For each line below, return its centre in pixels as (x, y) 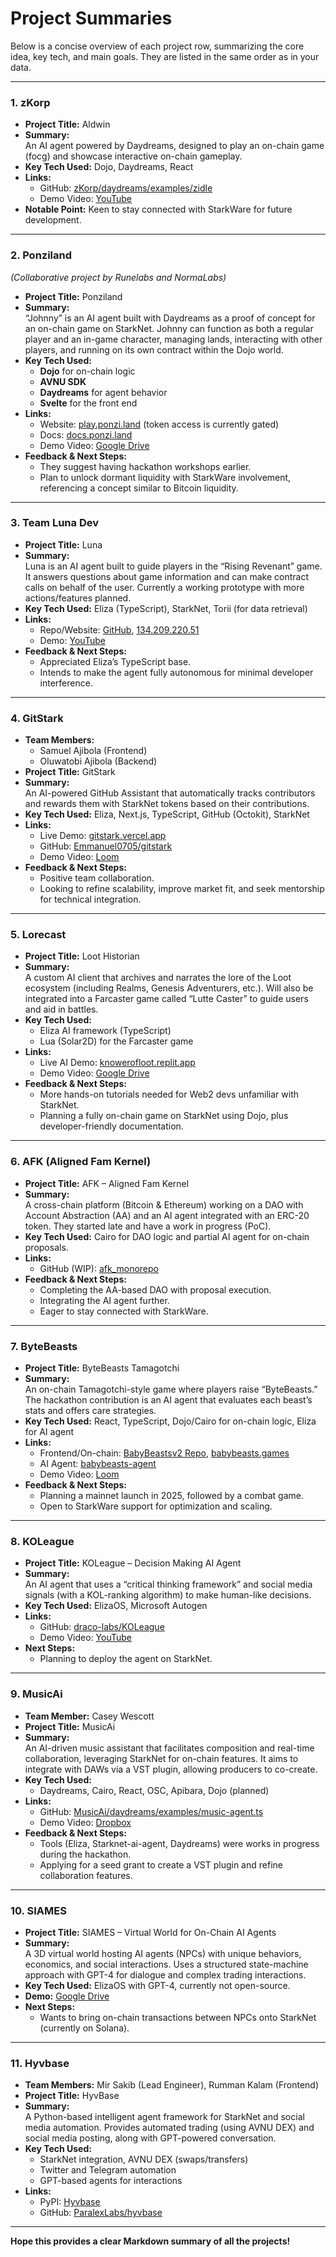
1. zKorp (30, 102)
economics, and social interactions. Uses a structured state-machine (166, 1964)
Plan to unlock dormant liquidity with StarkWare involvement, (165, 477)
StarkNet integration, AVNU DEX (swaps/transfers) (144, 2159)
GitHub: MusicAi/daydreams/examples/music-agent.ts (151, 1811)
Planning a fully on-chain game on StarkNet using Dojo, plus (164, 1116)
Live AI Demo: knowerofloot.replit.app (117, 1063)
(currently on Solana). (84, 2028)
